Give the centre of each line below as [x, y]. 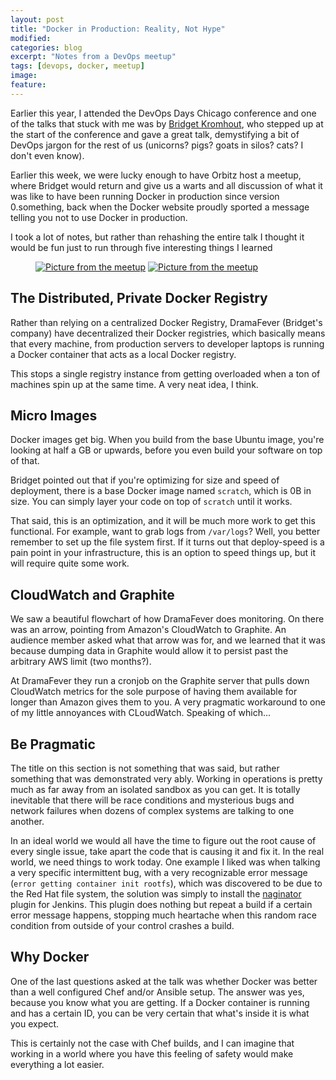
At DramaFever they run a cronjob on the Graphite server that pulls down [160, 681]
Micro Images [54, 415]
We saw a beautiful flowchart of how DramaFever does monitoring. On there [167, 619]
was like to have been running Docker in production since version [145, 196]
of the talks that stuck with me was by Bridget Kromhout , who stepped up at [167, 123]
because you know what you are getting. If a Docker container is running [160, 1002]
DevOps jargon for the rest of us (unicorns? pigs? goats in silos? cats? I [157, 145]
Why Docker [50, 957]
